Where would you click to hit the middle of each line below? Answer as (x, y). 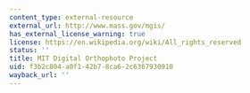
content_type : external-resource (71, 17)
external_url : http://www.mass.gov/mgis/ (87, 26)
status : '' (29, 50)
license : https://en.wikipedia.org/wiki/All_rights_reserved (125, 42)
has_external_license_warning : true (77, 34)
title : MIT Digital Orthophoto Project (83, 58)
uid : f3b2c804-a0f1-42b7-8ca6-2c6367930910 (92, 67)
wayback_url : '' (39, 75)
